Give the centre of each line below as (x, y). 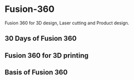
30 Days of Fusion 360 (41, 39)
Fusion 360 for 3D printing (46, 55)
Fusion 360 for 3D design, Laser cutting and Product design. (67, 23)
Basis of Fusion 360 (36, 72)
